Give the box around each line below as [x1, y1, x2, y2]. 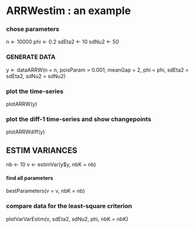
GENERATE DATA [6, 53, 56, 61]
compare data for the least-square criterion [6, 202, 132, 210]
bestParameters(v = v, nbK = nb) [6, 188, 85, 195]
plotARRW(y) [6, 101, 38, 108]
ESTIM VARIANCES [6, 145, 77, 155]
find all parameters [6, 174, 54, 181]
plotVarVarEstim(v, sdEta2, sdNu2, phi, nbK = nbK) [6, 215, 129, 222]
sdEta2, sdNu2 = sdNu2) [6, 72, 66, 80]
